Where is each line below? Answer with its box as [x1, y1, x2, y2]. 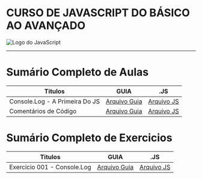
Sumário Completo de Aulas [6, 65, 149, 79]
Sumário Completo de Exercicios [6, 131, 173, 145]
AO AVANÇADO [6, 19, 86, 32]
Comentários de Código [9, 107, 77, 115]
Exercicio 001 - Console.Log [9, 163, 91, 171]
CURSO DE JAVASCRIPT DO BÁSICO [6, 6, 191, 20]
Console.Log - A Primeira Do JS [9, 97, 100, 105]
